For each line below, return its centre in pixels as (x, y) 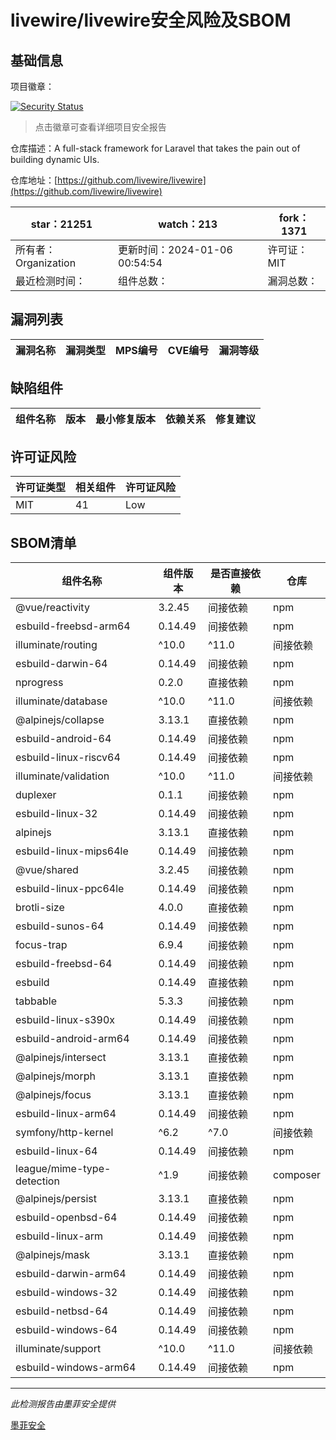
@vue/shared (47, 870)
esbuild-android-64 (63, 739)
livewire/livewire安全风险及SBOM (151, 20)
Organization (46, 263)
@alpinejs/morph (55, 1076)
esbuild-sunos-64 (60, 926)
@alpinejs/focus (53, 1095)
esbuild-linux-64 (56, 1151)
